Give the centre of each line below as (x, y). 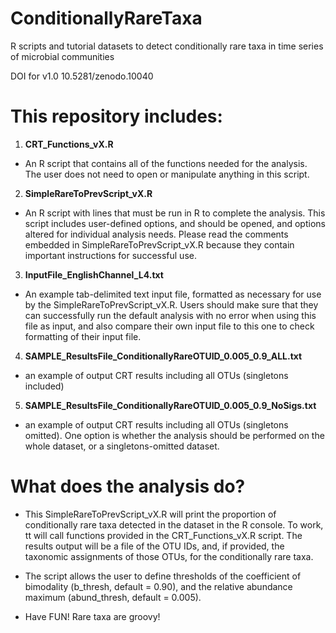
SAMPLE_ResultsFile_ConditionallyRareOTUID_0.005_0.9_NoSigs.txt (170, 405)
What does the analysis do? (128, 486)
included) (44, 386)
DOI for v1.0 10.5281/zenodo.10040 (82, 76)
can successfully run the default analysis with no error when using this (170, 315)
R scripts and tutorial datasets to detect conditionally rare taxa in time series (167, 46)
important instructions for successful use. (110, 255)
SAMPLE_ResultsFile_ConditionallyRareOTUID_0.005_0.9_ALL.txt (163, 356)
